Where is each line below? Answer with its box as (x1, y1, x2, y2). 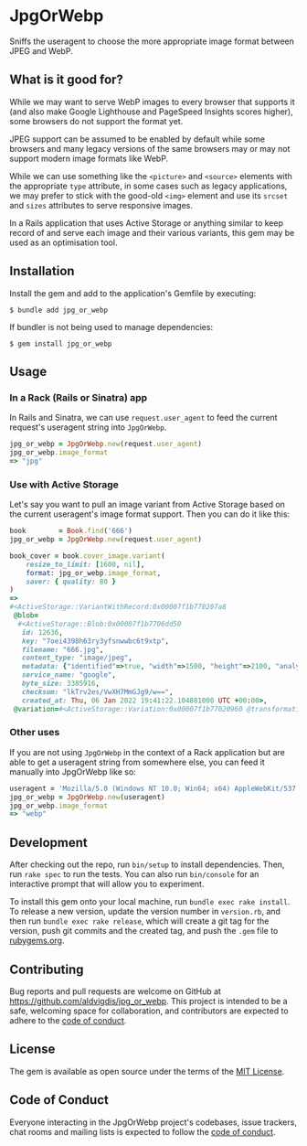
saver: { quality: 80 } (26, 577, 117, 586)
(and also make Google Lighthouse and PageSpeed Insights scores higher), (9, 106, 294, 117)
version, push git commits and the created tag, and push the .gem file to (9, 926, 279, 937)
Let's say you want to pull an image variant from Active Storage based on (9, 499, 286, 510)
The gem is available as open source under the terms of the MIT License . (9, 1066, 285, 1076)
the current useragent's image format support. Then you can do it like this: (9, 509, 291, 519)
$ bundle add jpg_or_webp (9, 305, 108, 315)
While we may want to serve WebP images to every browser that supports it (9, 96, 295, 107)
